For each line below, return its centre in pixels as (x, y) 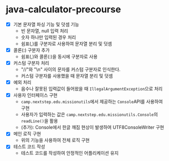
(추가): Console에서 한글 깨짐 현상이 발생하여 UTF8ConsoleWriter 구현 (92, 128)
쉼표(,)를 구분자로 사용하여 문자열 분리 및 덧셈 (67, 44)
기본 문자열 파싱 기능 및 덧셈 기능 (46, 24)
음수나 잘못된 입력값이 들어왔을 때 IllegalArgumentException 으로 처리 (92, 89)
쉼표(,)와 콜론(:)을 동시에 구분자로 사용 (59, 57)
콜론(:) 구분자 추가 (32, 50)
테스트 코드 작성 (29, 147)
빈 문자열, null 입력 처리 (44, 31)
